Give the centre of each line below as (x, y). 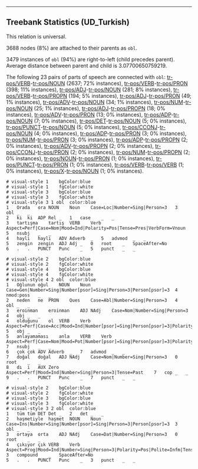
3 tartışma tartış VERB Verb (54, 223)
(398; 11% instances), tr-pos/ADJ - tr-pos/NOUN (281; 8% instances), (89, 90)
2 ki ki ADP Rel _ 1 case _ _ (60, 218)
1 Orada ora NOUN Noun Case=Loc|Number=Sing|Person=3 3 (92, 207)
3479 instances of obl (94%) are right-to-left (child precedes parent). (90, 59)
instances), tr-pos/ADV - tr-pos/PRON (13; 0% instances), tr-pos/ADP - (90, 114)
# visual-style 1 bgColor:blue (49, 181)
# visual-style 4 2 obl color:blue (51, 280)
